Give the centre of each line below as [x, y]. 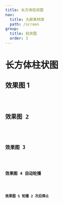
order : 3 [19, 39]
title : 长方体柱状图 [24, 10]
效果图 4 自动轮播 [23, 173]
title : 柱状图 [23, 34]
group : [12, 29]
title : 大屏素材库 [27, 19]
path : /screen [24, 24]
